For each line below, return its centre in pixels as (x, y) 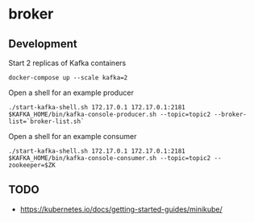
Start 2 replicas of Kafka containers (67, 63)
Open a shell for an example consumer (73, 136)
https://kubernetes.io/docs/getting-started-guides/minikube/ (121, 209)
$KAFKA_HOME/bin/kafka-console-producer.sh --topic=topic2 (110, 114)
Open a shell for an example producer (71, 92)
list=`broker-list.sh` (46, 121)
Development (43, 44)
